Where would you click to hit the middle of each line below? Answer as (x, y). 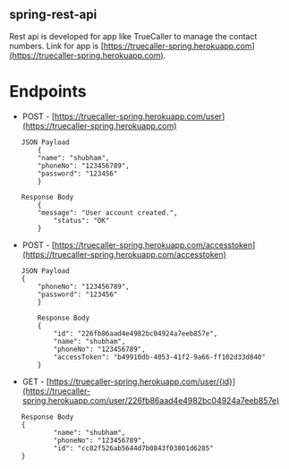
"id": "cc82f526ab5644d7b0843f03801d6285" (134, 448)
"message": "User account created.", (107, 213)
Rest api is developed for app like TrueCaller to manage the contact (133, 36)
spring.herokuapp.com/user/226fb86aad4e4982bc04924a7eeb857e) (151, 400)
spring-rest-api (53, 15)
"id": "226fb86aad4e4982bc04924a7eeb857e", (136, 333)
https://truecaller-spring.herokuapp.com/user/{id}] (142, 381)
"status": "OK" (81, 220)
